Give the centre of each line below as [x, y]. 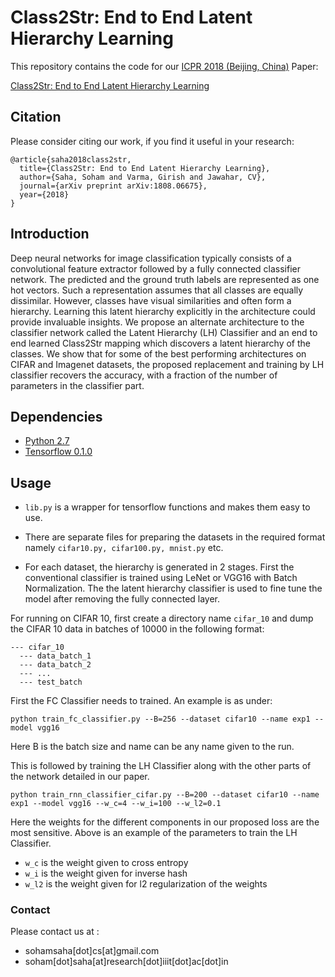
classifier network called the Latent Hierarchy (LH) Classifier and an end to [164, 332]
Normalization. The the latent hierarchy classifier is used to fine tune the [173, 588]
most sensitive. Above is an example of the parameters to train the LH [154, 833]
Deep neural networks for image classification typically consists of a [151, 258]
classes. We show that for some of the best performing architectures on [158, 353]
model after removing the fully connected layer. [122, 599]
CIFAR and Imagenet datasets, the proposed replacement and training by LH [167, 364]
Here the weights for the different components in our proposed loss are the [165, 822]
